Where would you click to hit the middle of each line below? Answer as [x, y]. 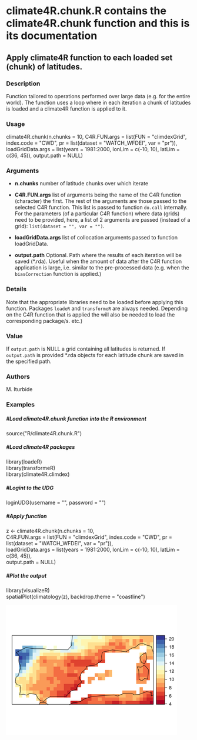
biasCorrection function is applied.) [58, 274]
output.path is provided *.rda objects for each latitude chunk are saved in [95, 355]
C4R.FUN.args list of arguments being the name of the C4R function [98, 195]
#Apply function [26, 516]
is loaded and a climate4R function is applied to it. [66, 109]
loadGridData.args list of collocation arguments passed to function [96, 238]
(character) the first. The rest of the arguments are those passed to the [101, 201]
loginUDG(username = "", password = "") [56, 503]
